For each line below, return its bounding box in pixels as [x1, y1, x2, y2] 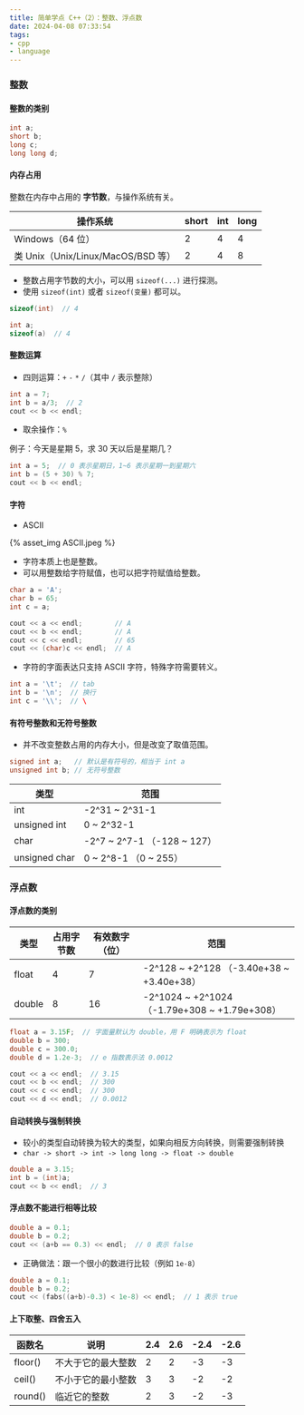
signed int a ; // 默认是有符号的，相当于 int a [9, 757, 185, 766]
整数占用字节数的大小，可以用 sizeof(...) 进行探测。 [22, 274, 223, 286]
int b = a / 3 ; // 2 [9, 398, 83, 407]
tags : [9, 30, 30, 39]
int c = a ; [9, 602, 51, 611]
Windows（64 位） [14, 232, 95, 245]
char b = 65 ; [9, 594, 59, 603]
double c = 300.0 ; [9, 1044, 79, 1053]
